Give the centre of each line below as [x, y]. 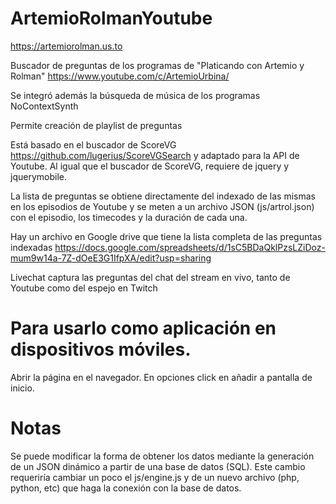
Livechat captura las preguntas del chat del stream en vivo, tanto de [150, 277]
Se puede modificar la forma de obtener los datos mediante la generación [162, 456]
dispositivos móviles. [101, 349]
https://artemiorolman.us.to [66, 46]
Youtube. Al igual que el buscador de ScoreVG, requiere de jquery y [150, 166]
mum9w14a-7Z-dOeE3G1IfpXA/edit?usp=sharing [111, 258]
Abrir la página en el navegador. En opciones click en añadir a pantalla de [161, 377]
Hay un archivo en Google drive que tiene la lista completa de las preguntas [166, 236]
